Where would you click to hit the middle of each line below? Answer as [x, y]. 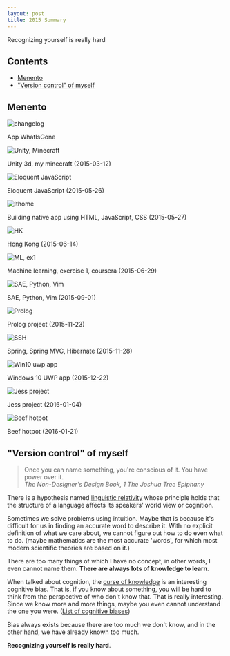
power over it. [44, 476]
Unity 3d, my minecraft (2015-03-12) [59, 164]
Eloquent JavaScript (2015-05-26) [56, 191]
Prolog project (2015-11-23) [46, 325]
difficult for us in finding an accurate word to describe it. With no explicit [110, 525]
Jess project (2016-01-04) [45, 405]
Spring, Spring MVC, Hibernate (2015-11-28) [70, 351]
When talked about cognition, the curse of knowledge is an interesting [107, 581]
